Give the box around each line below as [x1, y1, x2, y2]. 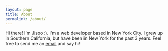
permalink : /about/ [5, 16, 46, 21]
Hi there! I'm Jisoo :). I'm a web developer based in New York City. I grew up [5, 30, 163, 36]
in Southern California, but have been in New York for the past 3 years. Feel [5, 35, 162, 41]
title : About [5, 12, 33, 17]
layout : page [5, 7, 33, 12]
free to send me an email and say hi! [5, 41, 80, 47]
